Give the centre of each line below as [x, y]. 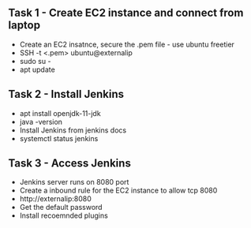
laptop [24, 26]
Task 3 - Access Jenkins [70, 164]
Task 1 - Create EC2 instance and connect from [126, 13]
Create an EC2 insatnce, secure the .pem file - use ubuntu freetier [127, 44]
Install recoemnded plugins [64, 215]
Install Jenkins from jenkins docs [73, 130]
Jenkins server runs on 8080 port [74, 182]
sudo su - [35, 61]
